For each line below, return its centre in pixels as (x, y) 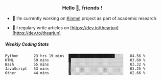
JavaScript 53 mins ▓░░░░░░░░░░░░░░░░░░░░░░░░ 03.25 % (75, 69)
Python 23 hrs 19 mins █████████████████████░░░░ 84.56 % (75, 56)
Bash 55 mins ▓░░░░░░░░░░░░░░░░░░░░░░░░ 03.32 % (75, 65)
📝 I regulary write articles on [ (42, 28)
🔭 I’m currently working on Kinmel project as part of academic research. (85, 19)
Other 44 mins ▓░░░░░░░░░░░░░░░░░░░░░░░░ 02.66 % (75, 73)
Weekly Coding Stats (27, 44)
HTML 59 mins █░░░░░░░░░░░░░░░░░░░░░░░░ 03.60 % (75, 60)
